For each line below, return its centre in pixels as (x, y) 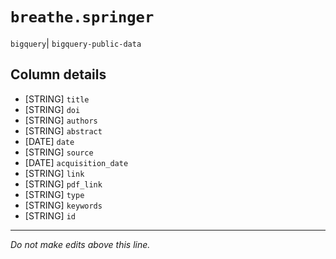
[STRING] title (57, 99)
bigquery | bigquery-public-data (76, 43)
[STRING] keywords (63, 205)
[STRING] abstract (63, 130)
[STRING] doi (52, 109)
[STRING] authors (61, 120)
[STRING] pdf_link (63, 184)
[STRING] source (59, 152)
